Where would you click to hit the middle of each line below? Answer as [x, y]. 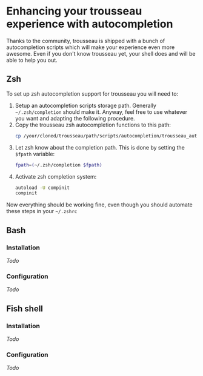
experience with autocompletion [90, 24]
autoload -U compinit [42, 188]
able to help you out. [32, 60]
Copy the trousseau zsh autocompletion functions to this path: [93, 125]
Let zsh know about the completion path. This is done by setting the [100, 147]
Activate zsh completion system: [56, 176]
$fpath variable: [35, 154]
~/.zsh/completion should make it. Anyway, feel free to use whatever [101, 112]
